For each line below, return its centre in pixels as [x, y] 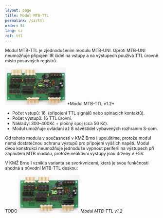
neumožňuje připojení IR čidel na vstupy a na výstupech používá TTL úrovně [82, 55]
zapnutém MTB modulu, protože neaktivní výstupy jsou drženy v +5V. [75, 154]
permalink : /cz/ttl [25, 20]
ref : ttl [14, 36]
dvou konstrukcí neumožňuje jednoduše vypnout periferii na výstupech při [80, 148]
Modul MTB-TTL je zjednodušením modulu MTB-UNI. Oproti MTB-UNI [75, 50]
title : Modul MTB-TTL [27, 15]
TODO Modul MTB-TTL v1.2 [64, 211]
